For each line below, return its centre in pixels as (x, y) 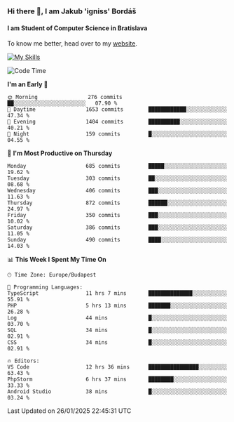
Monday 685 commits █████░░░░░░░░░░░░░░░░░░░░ (117, 166)
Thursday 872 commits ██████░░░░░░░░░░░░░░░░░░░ (117, 203)
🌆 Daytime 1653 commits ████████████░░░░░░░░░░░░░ (117, 110)
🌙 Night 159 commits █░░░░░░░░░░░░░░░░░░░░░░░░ (117, 134)
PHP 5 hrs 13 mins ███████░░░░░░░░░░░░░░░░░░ (117, 306)
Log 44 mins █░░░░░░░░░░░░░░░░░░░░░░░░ (117, 318)
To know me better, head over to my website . (73, 44)
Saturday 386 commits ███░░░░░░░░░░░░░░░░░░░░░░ (117, 228)
